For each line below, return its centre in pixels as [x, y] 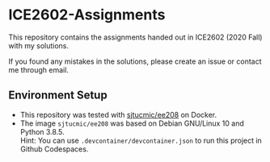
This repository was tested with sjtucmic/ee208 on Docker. [118, 114]
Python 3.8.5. [42, 131]
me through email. [38, 69]
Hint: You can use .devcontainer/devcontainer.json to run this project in [141, 140]
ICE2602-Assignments [87, 15]
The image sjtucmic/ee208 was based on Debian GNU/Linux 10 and [132, 123]
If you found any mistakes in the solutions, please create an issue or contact [135, 61]
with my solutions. [39, 45]
